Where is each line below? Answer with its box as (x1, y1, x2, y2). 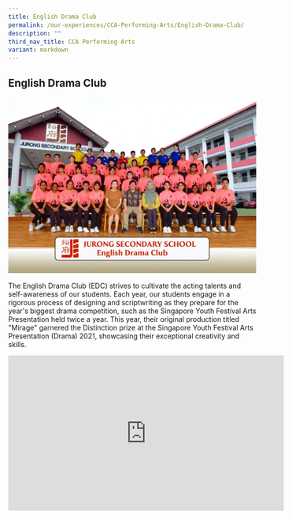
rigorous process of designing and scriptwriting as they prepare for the (8, 298, 238, 308)
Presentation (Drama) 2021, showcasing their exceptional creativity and (8, 331, 240, 341)
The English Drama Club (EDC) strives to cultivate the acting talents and (8, 281, 242, 291)
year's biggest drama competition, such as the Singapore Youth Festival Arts (8, 306, 257, 316)
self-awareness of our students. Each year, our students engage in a (8, 289, 231, 299)
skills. (8, 340, 27, 349)
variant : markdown (8, 46, 68, 54)
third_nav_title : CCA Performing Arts (8, 38, 135, 46)
